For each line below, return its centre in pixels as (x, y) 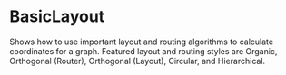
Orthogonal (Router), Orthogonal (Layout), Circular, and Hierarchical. (138, 61)
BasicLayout (57, 17)
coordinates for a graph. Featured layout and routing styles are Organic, (143, 51)
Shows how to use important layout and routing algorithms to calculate (142, 42)
